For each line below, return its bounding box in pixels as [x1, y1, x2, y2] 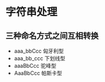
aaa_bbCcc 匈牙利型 [14, 48, 64, 54]
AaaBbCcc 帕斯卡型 [14, 70, 63, 77]
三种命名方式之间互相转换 [5, 31, 99, 41]
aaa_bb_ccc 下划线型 [14, 55, 65, 62]
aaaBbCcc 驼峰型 [14, 63, 57, 69]
